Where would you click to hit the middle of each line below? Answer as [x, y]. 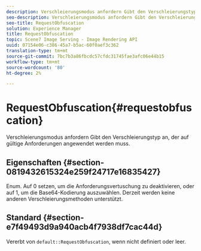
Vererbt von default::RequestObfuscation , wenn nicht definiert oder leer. [96, 241]
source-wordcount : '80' [36, 67]
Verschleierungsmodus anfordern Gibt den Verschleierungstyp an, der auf [98, 137]
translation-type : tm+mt [37, 51]
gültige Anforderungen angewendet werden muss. [68, 144]
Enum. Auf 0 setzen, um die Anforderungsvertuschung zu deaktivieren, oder [100, 186]
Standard [24, 218]
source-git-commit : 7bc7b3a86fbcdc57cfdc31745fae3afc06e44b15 [85, 56]
